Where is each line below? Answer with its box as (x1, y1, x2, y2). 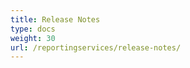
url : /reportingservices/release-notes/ (10, 42, 182, 53)
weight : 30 (10, 33, 56, 43)
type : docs (10, 24, 56, 34)
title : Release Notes (10, 14, 101, 25)
